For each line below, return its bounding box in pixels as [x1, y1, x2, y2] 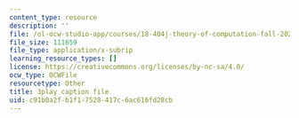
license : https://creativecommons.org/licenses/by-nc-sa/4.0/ [9, 63, 245, 72]
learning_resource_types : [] [9, 54, 117, 63]
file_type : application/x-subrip [9, 46, 133, 55]
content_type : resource [9, 12, 98, 22]
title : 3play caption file [9, 87, 109, 96]
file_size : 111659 [9, 37, 77, 47]
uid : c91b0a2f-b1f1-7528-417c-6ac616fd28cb [9, 95, 174, 105]
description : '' [9, 21, 69, 30]
